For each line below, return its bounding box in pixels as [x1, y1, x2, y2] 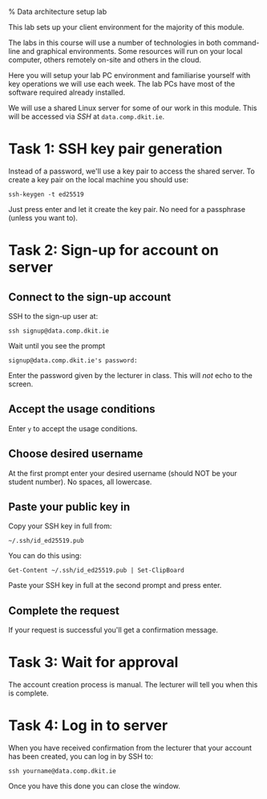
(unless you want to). [8, 213, 79, 222]
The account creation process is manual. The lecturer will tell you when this [8, 680, 258, 690]
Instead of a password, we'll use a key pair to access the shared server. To [8, 166, 255, 176]
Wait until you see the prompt [8, 340, 106, 350]
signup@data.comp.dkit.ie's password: [8, 357, 138, 365]
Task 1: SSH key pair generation [8, 140, 223, 158]
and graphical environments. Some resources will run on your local [22, 47, 243, 55]
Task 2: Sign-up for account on [8, 241, 219, 259]
